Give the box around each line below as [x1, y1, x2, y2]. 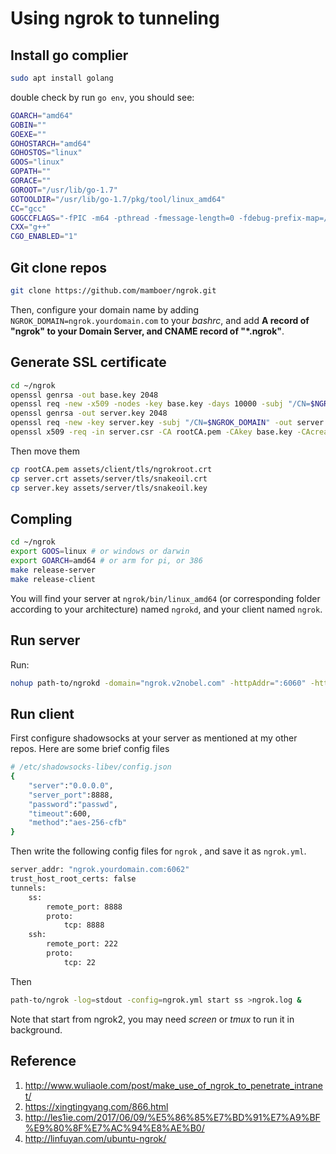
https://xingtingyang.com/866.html [24, 1100, 169, 1112]
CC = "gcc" [10, 203, 47, 214]
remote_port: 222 [46, 939, 118, 949]
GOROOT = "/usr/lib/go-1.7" [10, 185, 118, 195]
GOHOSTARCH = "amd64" [10, 138, 92, 149]
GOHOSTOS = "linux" [10, 148, 83, 158]
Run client [10, 705, 75, 722]
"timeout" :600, [28, 808, 92, 819]
